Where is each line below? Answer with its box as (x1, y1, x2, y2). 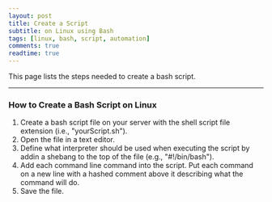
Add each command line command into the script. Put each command (19, 161, 253, 170)
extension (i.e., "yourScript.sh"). (19, 126, 128, 136)
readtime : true (8, 49, 60, 57)
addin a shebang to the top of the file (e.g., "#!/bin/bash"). (19, 152, 215, 162)
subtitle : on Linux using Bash (8, 27, 114, 35)
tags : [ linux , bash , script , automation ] (8, 34, 151, 43)
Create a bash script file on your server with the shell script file (19, 118, 231, 128)
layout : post (8, 11, 53, 20)
